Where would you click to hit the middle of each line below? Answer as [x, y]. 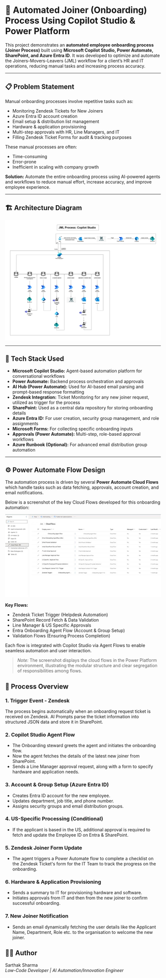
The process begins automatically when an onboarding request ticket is [78, 711]
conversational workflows [39, 376]
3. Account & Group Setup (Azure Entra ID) [57, 785]
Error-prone [24, 162]
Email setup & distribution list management [56, 121]
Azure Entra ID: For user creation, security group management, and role [86, 418]
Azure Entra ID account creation [45, 116]
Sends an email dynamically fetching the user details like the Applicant [84, 927]
